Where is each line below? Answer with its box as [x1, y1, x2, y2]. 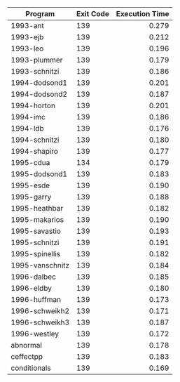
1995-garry [11, 192, 52, 202]
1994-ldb [11, 124, 44, 133]
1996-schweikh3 [11, 317, 70, 327]
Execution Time [116, 9, 169, 18]
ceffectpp [11, 352, 43, 361]
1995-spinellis [11, 249, 61, 258]
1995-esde [11, 180, 50, 190]
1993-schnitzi [11, 67, 60, 76]
